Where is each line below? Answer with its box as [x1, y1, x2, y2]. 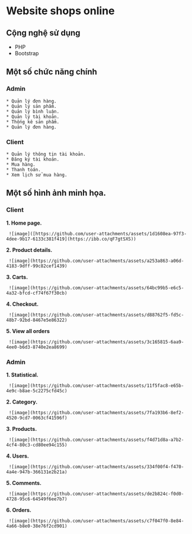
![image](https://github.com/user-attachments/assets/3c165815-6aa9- [8, 339, 184, 345]
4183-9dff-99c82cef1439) [6, 263, 68, 269]
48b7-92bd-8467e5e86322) [6, 317, 68, 323]
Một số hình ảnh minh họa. [6, 188, 107, 198]
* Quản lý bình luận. [6, 108, 60, 114]
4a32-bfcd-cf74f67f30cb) [6, 290, 68, 296]
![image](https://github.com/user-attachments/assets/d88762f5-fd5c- [8, 312, 184, 318]
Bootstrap [14, 50, 39, 57]
